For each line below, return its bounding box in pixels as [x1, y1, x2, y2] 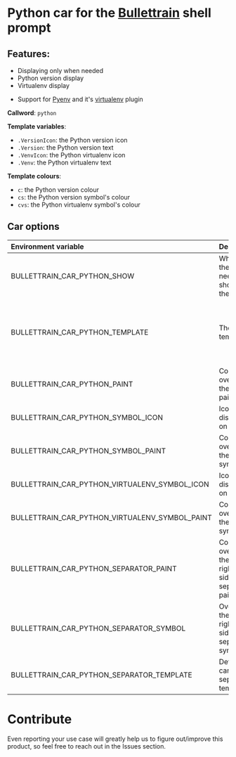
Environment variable [11, 241, 84, 251]
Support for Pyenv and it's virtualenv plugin [17, 95, 144, 103]
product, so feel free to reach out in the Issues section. [7, 742, 166, 750]
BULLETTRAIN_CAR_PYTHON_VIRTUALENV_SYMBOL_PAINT [11, 512, 212, 522]
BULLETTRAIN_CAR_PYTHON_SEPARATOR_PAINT [11, 564, 177, 574]
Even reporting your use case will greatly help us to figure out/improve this [7, 735, 223, 743]
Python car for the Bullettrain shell [7, 5, 212, 21]
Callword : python [7, 109, 57, 117]
